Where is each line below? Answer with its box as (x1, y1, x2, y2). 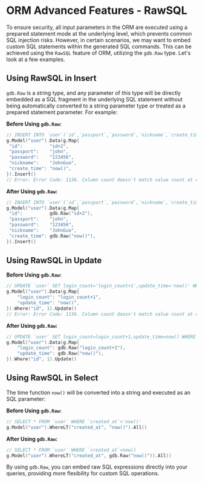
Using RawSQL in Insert (6, 73, 97, 83)
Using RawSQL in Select (6, 373, 98, 383)
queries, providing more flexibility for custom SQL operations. (6, 470, 159, 477)
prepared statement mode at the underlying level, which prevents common (6, 30, 192, 37)
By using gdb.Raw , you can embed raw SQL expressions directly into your (6, 463, 188, 471)
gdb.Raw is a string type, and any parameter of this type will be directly (6, 89, 181, 97)
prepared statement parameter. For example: (6, 108, 118, 115)
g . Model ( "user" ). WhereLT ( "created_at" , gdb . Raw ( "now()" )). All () (6, 452, 172, 459)
